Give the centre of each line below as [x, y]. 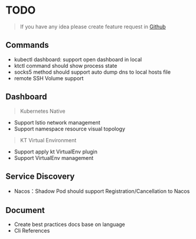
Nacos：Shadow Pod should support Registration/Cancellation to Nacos [102, 191]
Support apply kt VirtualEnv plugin [56, 152]
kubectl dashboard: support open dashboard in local [78, 59]
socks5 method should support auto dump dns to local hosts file [92, 72]
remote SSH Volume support [49, 78]
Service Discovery [40, 176]
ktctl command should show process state [66, 66]
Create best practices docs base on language [69, 224]
